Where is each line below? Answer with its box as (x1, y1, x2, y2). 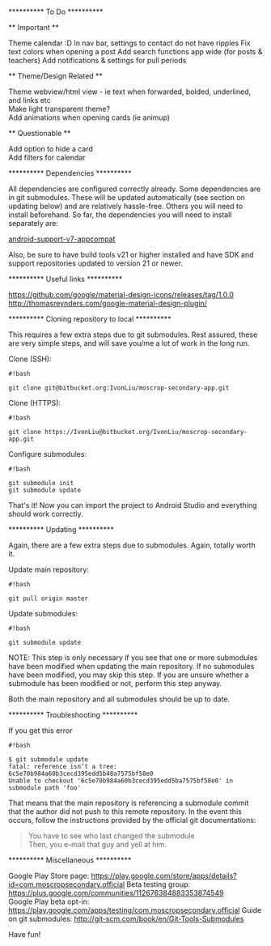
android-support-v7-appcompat (8, 234, 116, 244)
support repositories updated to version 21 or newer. (8, 258, 184, 268)
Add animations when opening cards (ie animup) (8, 113, 171, 122)
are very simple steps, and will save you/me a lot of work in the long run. (8, 339, 250, 347)
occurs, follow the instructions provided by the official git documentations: (8, 816, 256, 825)
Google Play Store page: (8, 871, 90, 880)
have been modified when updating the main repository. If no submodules (8, 662, 255, 671)
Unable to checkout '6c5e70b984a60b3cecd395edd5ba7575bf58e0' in (8, 777, 233, 785)
